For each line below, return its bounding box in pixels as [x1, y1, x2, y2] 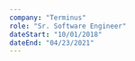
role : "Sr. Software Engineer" [9, 22, 127, 30]
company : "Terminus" [9, 13, 87, 22]
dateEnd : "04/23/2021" [9, 38, 94, 48]
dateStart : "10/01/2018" [9, 30, 103, 39]
